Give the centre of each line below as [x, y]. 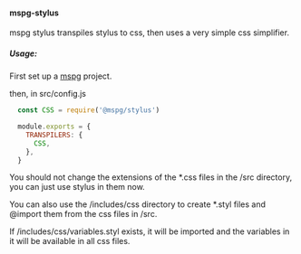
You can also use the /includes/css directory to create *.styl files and [137, 204]
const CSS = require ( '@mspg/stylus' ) [89, 110]
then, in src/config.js [48, 94]
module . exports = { [54, 127]
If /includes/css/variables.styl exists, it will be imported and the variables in [150, 231]
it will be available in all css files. [70, 241]
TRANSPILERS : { [54, 135]
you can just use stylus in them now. [77, 187]
